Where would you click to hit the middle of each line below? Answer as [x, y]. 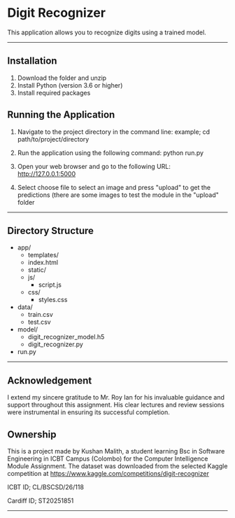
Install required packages [54, 93]
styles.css [53, 300]
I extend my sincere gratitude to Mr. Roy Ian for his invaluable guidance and [116, 397]
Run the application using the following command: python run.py [111, 153]
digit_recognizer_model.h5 [66, 337]
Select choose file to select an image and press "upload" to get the [114, 187]
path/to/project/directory [53, 139]
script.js [50, 285]
